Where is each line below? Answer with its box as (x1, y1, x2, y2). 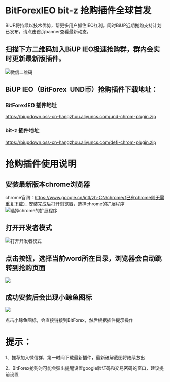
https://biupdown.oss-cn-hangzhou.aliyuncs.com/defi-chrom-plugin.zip (5, 139, 156, 145)
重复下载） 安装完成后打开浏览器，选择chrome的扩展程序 (5, 201, 125, 207)
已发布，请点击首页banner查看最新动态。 (5, 28, 91, 34)
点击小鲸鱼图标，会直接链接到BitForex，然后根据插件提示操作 (5, 317, 133, 323)
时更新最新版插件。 (5, 54, 65, 63)
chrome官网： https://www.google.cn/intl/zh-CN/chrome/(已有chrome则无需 (5, 194, 165, 200)
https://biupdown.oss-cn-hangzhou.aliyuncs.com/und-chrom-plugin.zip (5, 114, 156, 120)
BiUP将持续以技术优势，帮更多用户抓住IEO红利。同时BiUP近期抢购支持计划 (5, 22, 162, 28)
